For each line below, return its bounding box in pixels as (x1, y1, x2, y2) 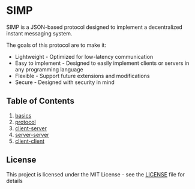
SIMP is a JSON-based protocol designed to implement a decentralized (6, 23, 183, 31)
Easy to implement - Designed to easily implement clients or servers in (14, 59, 190, 67)
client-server (14, 124, 47, 132)
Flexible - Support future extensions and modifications (14, 72, 150, 79)
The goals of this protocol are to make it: (6, 41, 107, 49)
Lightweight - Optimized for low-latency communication (14, 53, 154, 60)
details (6, 177, 23, 184)
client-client (14, 137, 45, 145)
